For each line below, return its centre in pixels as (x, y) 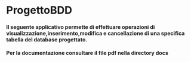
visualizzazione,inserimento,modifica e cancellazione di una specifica (95, 33)
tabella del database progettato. (47, 40)
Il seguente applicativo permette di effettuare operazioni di (81, 27)
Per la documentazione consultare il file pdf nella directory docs (87, 53)
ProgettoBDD (39, 10)
